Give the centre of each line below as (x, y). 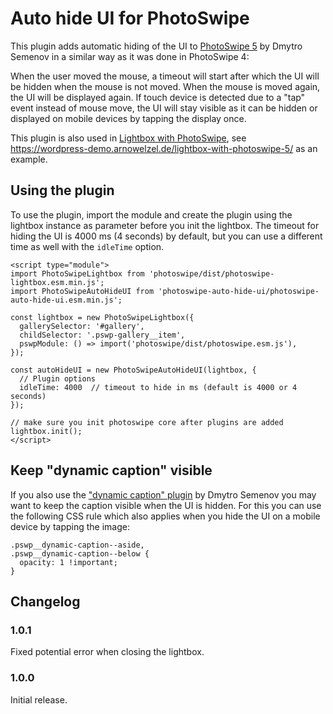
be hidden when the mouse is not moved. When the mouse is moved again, (165, 86)
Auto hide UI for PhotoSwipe (130, 18)
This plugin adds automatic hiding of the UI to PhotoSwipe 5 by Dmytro (156, 46)
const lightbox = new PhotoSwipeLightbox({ (102, 317)
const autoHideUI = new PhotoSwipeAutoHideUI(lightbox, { (133, 370)
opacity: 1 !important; (68, 562)
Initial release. (39, 699)
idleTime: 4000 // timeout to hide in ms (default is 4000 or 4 (158, 387)
